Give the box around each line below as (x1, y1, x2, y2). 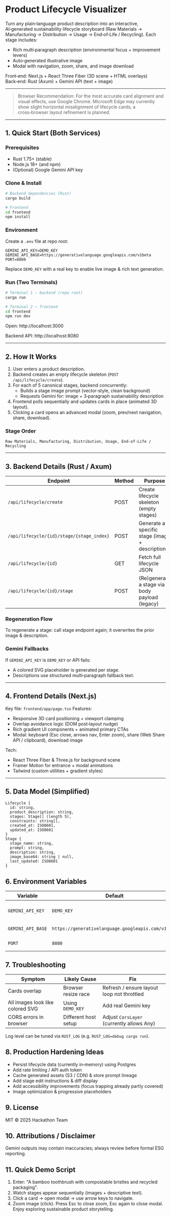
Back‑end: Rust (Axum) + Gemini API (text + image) (5, 78, 113, 84)
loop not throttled (102, 991, 144, 998)
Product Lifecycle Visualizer (5, 4, 127, 15)
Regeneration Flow (5, 615, 53, 623)
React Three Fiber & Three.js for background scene (12, 757, 121, 763)
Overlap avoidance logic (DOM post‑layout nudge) (12, 721, 119, 727)
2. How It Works (5, 352, 57, 361)
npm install (5, 214, 31, 220)
